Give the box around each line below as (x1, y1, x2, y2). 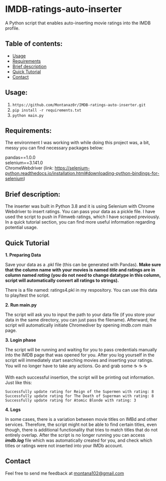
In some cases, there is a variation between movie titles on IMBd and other (5, 416, 158, 422)
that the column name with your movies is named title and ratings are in (5, 267, 156, 273)
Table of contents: (5, 40, 63, 48)
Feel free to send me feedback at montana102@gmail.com (5, 470, 124, 476)
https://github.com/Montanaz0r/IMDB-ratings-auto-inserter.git (12, 102, 146, 107)
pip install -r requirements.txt (12, 108, 82, 113)
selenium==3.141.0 (5, 160, 43, 166)
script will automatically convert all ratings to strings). (5, 277, 119, 283)
